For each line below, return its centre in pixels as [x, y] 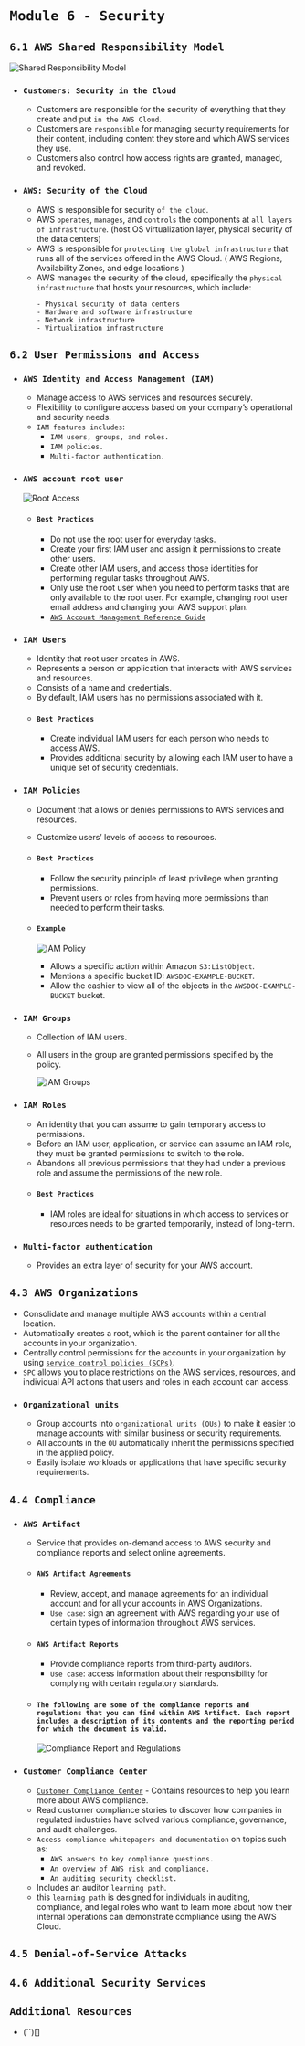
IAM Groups [47, 1018]
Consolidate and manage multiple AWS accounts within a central [144, 1313]
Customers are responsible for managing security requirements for [163, 129]
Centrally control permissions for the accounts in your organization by [154, 1352]
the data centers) [69, 238]
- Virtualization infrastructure [100, 328]
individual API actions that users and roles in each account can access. [156, 1381]
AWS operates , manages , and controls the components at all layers [164, 219]
